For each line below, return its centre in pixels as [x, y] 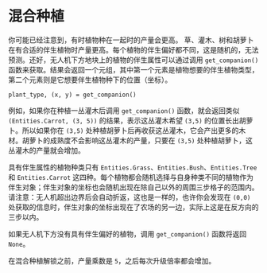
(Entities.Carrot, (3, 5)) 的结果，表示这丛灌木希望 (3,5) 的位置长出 [124, 120]
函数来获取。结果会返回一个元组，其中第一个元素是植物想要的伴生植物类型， [133, 69]
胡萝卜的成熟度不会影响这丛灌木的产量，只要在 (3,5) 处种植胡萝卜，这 [137, 140]
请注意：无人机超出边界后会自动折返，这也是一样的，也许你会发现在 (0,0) [130, 197]
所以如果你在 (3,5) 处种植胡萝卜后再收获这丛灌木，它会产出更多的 [130, 130]
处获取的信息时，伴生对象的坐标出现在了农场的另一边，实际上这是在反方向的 [133, 207]
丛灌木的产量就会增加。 [46, 150]
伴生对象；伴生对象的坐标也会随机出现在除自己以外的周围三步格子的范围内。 [133, 187]
